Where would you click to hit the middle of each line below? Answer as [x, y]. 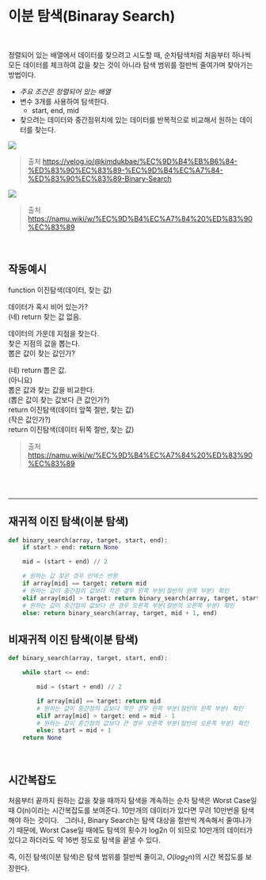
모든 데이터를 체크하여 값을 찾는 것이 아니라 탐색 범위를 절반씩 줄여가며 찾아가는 [131, 65]
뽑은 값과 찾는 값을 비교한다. [51, 389]
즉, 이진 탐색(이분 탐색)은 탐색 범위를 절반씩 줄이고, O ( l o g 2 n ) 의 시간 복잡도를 [126, 857]
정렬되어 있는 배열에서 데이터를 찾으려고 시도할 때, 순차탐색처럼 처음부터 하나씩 [130, 55]
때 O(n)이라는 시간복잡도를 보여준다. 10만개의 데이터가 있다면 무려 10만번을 [124, 810]
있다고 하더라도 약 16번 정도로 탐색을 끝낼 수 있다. [84, 840]
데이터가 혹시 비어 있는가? [48, 306]
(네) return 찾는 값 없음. [45, 317]
